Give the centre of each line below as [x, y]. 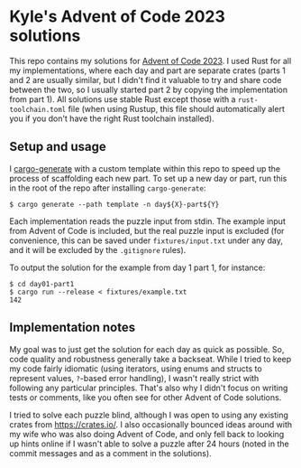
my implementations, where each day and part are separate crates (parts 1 [147, 70]
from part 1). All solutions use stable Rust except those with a [123, 99]
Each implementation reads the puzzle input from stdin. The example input [147, 221]
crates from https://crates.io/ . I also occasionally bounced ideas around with [151, 424]
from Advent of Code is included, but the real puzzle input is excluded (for [147, 230]
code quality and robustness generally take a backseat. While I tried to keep [150, 359]
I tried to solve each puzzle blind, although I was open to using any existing [149, 415]
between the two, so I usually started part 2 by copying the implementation [149, 89]
